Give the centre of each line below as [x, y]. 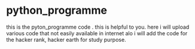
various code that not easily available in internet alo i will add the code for [97, 33]
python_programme [57, 10]
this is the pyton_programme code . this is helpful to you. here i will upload [98, 27]
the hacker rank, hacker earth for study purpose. [66, 39]
